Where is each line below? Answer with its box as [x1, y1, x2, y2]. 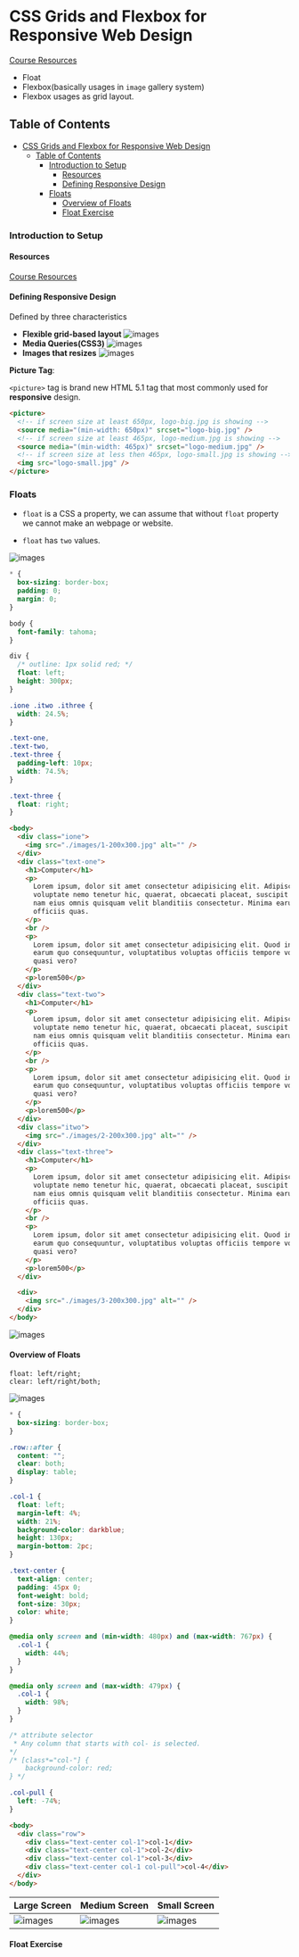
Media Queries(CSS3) [21, 338, 105, 349]
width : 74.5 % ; [17, 767, 69, 775]
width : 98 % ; [25, 1698, 69, 1707]
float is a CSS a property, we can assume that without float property [21, 509, 279, 519]
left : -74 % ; [17, 1796, 62, 1806]
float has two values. [21, 535, 101, 546]
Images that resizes [21, 348, 97, 359]
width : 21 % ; [17, 1517, 62, 1526]
